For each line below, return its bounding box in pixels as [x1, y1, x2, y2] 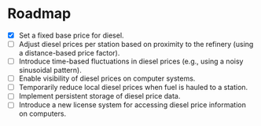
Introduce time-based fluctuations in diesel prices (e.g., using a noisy [18, 56, 244, 67]
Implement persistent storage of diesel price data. [18, 92, 181, 101]
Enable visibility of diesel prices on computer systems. [18, 74, 196, 83]
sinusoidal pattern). [18, 66, 82, 75]
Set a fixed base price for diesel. [18, 31, 124, 40]
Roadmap [7, 5, 72, 23]
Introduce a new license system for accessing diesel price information [18, 100, 247, 110]
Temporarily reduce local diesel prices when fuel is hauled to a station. [18, 83, 248, 92]
